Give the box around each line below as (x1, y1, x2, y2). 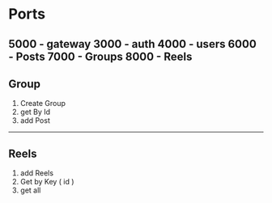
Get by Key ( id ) (19, 177, 74, 187)
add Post (19, 116, 50, 125)
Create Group (19, 99, 66, 108)
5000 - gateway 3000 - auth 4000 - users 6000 (8, 37, 257, 51)
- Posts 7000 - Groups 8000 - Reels (8, 49, 193, 63)
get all (19, 185, 41, 195)
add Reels (19, 168, 54, 178)
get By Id (19, 107, 51, 117)
